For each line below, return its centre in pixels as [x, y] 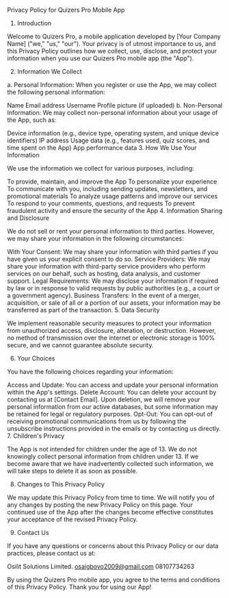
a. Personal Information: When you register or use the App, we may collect [112, 85]
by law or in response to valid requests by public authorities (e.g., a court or [114, 288]
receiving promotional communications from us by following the [97, 421]
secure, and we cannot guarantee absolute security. [80, 345]
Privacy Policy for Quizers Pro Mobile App [66, 10]
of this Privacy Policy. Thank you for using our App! [79, 587]
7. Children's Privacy [36, 436]
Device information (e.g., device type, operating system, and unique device [113, 133]
